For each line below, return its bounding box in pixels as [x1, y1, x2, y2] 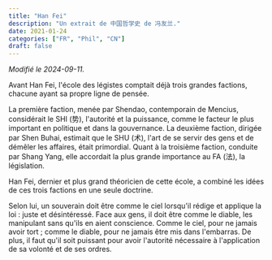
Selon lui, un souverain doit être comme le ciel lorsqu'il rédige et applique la [8, 201, 262, 211]
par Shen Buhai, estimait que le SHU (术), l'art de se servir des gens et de [8, 133, 254, 143]
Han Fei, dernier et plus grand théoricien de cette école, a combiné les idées [8, 176, 265, 187]
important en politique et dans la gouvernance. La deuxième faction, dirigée [8, 123, 262, 133]
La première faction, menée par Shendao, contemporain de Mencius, [8, 105, 240, 115]
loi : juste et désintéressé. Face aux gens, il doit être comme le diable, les [8, 210, 253, 219]
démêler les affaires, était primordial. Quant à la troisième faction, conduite [8, 142, 258, 152]
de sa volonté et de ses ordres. [8, 245, 112, 254]
